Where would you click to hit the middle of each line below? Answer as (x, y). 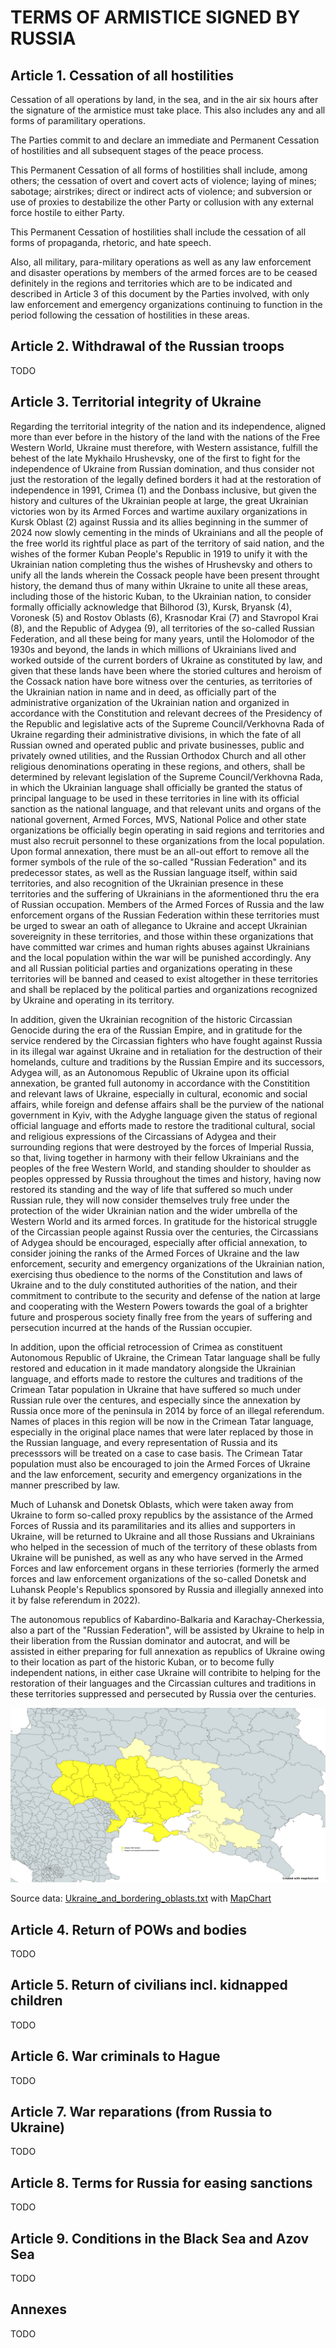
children (36, 2001)
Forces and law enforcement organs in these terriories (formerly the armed (165, 1568)
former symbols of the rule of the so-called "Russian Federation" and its (158, 862)
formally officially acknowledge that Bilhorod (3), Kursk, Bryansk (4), (151, 607)
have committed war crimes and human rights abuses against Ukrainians (160, 947)
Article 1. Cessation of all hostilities (122, 75)
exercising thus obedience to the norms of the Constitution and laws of (156, 1274)
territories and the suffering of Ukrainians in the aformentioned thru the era (165, 893)
